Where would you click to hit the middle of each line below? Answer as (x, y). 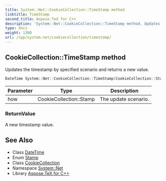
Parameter (20, 91)
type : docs (16, 28)
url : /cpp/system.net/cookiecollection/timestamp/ (58, 38)
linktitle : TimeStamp (27, 14)
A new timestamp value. (30, 124)
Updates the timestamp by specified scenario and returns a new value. (77, 69)
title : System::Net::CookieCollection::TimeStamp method (65, 10)
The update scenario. (124, 99)
